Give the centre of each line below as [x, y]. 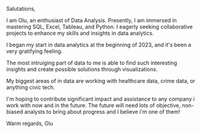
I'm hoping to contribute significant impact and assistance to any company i [101, 99]
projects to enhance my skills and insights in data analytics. [80, 33]
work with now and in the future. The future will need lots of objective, [94, 105]
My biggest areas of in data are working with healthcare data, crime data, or [101, 81]
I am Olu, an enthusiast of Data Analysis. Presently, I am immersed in [91, 20]
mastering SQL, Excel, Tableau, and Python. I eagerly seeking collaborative [100, 27]
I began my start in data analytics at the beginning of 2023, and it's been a [99, 45]
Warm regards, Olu [30, 123]
